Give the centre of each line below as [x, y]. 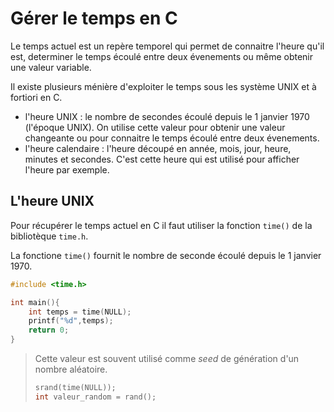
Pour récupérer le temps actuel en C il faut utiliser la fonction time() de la [161, 225]
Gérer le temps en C [94, 18]
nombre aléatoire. [71, 369]
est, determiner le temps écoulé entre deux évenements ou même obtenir [162, 56]
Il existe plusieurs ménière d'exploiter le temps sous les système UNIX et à [163, 86]
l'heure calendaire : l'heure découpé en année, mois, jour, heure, [158, 148]
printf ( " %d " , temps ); [71, 321]
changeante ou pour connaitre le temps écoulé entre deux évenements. [172, 138]
